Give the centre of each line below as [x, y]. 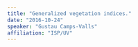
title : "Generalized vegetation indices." [69, 13]
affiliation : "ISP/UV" [40, 33]
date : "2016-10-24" [35, 20]
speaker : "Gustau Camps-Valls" [52, 26]
